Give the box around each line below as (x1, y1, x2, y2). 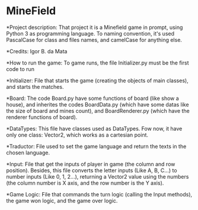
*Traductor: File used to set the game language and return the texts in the (6, 143, 187, 150)
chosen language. (6, 149, 50, 156)
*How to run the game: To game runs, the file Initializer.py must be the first (6, 59, 189, 66)
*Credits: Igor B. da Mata (6, 47, 68, 54)
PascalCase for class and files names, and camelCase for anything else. (6, 36, 183, 43)
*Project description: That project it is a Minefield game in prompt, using (6, 24, 183, 31)
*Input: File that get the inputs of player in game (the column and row (6, 160, 175, 167)
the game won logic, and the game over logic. (6, 197, 118, 204)
